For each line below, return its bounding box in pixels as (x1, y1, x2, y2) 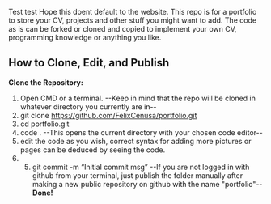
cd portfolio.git (19, 119, 70, 129)
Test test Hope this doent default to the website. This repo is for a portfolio (8, 7, 257, 16)
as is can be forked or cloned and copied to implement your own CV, (8, 24, 237, 33)
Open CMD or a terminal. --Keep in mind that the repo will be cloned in (19, 93, 256, 103)
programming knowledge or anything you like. (8, 32, 162, 42)
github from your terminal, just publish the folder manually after (32, 170, 243, 181)
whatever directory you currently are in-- (19, 101, 157, 112)
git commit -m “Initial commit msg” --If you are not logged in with (32, 162, 250, 172)
